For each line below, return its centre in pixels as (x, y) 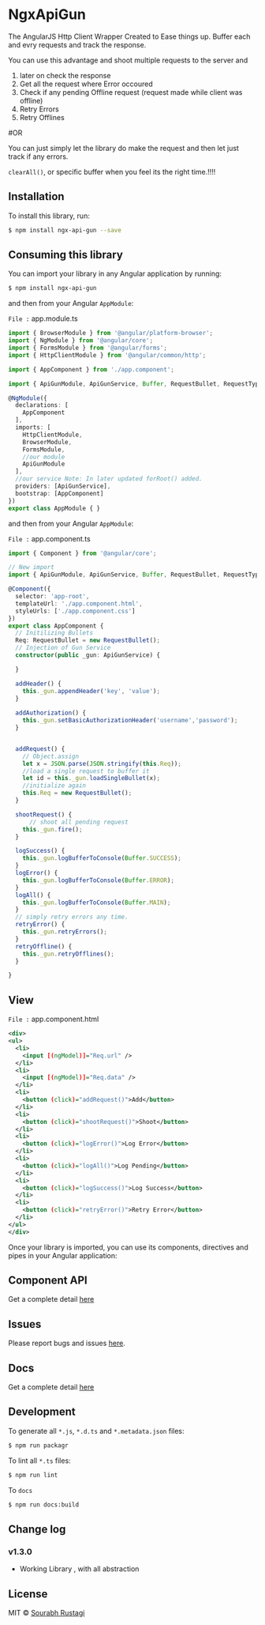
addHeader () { (38, 684)
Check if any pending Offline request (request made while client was (131, 92)
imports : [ (33, 428)
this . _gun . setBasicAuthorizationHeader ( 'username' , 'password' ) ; (130, 721)
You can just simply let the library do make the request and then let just (123, 148)
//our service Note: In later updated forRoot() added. (109, 479)
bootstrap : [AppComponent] (60, 493)
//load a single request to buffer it (86, 771)
